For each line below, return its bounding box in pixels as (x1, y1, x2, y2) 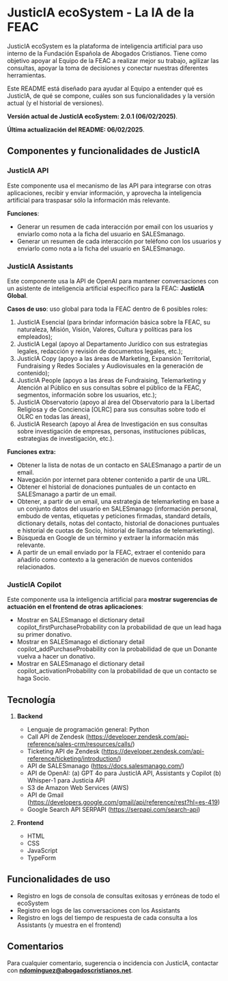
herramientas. (7, 71, 46, 79)
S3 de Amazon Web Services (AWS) (27, 784, 129, 792)
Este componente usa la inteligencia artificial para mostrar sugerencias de (7, 596, 218, 604)
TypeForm (27, 854, 57, 862)
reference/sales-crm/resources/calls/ (27, 740, 133, 748)
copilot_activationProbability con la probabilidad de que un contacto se (16, 667, 217, 675)
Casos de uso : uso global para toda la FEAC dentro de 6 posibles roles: (7, 305, 208, 313)
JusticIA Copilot (7, 580, 61, 589)
